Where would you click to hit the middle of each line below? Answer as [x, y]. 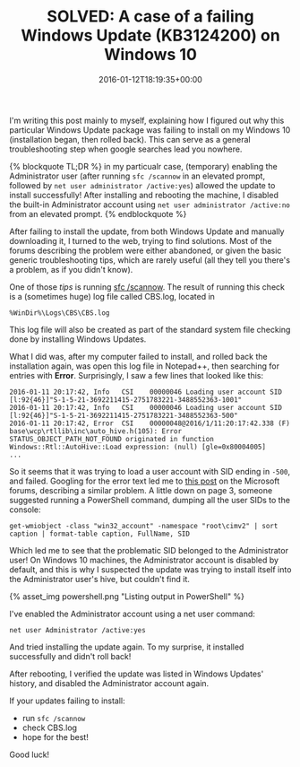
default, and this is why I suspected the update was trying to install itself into [150, 569]
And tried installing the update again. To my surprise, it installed [127, 647]
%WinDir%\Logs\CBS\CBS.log [60, 313]
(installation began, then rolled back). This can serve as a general [130, 139]
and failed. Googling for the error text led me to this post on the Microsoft [145, 481]
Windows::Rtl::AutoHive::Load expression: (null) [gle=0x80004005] [138, 447]
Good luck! [30, 754]
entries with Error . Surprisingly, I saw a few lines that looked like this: [137, 375]
